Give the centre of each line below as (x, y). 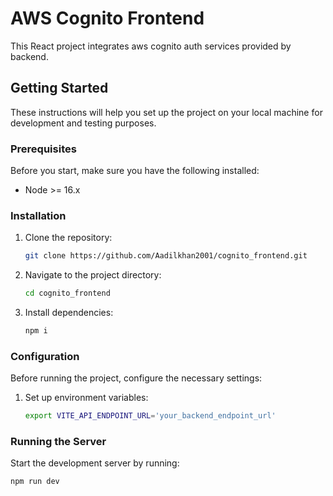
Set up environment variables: (86, 398)
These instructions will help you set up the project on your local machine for (166, 112)
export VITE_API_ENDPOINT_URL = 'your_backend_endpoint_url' (150, 416)
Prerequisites (43, 149)
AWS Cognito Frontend (107, 18)
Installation (38, 215)
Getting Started (59, 88)
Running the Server (58, 442)
